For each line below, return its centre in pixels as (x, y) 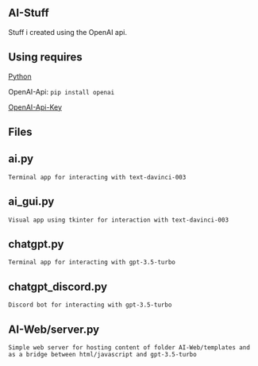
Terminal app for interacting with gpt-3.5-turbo (92, 262)
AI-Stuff (29, 13)
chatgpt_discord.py (58, 286)
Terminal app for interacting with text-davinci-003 (97, 177)
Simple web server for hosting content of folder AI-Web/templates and (129, 348)
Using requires (45, 58)
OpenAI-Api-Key (35, 107)
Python (20, 76)
